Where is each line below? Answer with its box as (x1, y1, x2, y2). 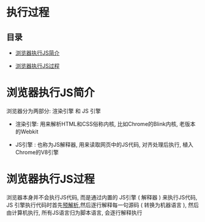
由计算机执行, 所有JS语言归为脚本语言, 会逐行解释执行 (6, 209, 143, 216)
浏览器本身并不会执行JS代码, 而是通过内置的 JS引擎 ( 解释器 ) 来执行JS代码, (6, 193, 198, 201)
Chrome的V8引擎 (15, 148, 59, 156)
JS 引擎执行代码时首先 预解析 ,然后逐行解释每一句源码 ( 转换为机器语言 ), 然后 (6, 201, 199, 209)
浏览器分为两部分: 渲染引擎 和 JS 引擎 (6, 107, 101, 114)
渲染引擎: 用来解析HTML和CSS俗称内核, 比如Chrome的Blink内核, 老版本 (15, 120, 196, 127)
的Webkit (15, 128, 39, 135)
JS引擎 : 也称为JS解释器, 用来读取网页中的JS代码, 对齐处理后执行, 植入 (15, 141, 194, 148)
